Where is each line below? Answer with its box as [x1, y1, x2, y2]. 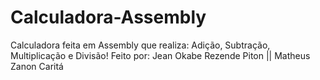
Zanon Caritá [10, 60, 64, 72]
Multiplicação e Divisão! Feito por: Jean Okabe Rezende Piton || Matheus [10, 49, 311, 61]
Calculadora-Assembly [10, 6, 207, 29]
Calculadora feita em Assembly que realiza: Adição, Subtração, [10, 39, 271, 51]
